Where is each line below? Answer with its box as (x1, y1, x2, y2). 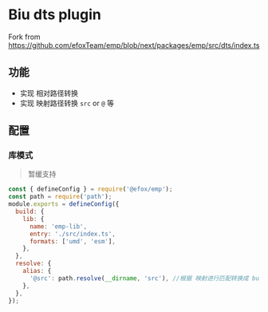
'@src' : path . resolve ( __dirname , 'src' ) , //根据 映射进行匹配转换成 (29, 274, 249, 282)
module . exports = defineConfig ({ (8, 200, 120, 208)
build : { (15, 207, 45, 216)
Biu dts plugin (8, 6, 101, 24)
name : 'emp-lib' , (29, 222, 88, 231)
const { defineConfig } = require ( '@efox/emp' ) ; (8, 185, 173, 193)
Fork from (8, 32, 41, 41)
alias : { (22, 267, 52, 275)
